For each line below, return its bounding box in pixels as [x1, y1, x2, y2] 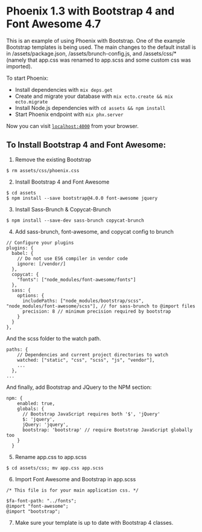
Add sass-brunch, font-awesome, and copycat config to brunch [14, 228, 174, 235]
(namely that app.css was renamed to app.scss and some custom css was [6, 56, 191, 63]
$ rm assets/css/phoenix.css [6, 167, 80, 173]
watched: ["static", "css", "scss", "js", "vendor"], [17, 357, 155, 363]
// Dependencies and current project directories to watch [17, 351, 169, 357]
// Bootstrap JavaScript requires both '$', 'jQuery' [22, 411, 161, 417]
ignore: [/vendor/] [17, 261, 66, 267]
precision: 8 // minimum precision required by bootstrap [22, 308, 171, 315]
